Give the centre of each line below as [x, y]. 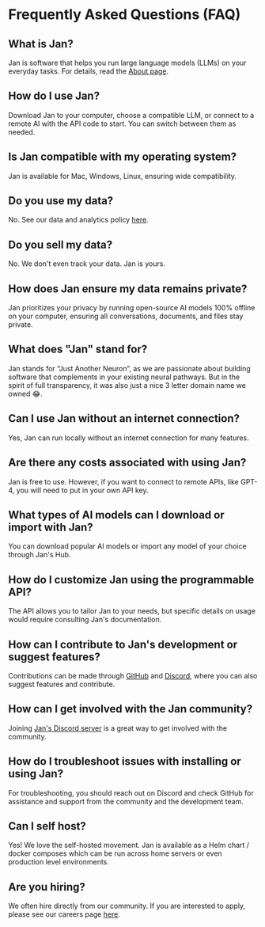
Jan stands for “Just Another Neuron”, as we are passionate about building [129, 368]
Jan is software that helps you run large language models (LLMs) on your [127, 63]
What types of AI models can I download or [117, 515]
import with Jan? [51, 527]
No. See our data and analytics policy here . [78, 220]
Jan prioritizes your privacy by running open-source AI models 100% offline [132, 308]
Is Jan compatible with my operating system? [123, 157]
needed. [22, 131]
